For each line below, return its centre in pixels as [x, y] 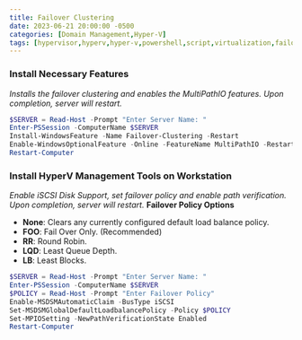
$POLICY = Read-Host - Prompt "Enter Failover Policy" [112, 293]
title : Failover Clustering [62, 17]
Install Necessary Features [69, 74]
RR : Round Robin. [54, 241]
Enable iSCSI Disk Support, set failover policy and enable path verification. [148, 196]
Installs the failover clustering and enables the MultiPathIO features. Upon [147, 93]
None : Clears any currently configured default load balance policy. [146, 222]
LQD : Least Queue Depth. [70, 251]
